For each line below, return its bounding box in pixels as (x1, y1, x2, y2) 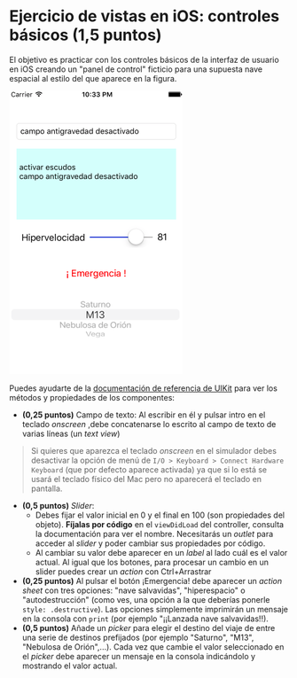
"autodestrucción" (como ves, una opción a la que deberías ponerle (21, 594, 270, 604)
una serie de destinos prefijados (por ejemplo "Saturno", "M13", (21, 632, 254, 643)
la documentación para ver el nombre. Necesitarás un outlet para (35, 528, 274, 539)
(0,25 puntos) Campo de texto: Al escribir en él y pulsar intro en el (21, 409, 266, 420)
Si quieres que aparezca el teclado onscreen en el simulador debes (30, 445, 277, 456)
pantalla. (30, 483, 63, 494)
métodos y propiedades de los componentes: (9, 392, 176, 402)
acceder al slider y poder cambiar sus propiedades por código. (35, 538, 266, 549)
